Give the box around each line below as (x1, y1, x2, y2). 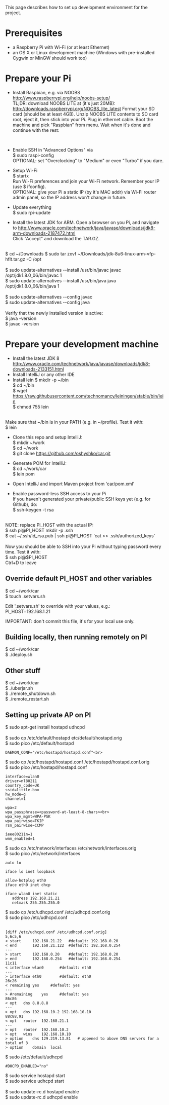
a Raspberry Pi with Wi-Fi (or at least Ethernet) (12, 44, 110, 50)
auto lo (5, 860, 22, 866)
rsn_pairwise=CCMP (5, 823, 44, 828)
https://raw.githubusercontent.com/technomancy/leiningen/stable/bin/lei (12, 393, 164, 399)
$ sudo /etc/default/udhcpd (5, 1054, 63, 1060)
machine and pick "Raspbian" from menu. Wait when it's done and (12, 122, 151, 128)
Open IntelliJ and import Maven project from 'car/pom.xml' (12, 481, 135, 487)
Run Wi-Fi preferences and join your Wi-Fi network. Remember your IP (12, 178, 160, 184)
